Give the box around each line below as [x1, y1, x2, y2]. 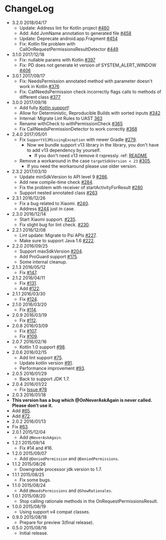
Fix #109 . [19, 333, 38, 339]
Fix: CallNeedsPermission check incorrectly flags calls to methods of [19, 89, 161, 95]
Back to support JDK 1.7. [19, 376, 70, 382]
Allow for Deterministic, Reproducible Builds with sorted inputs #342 [19, 110, 160, 116]
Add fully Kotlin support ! [19, 105, 69, 111]
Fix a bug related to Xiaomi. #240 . [19, 200, 89, 206]
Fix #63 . [11, 423, 29, 429]
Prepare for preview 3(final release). [19, 519, 94, 525]
